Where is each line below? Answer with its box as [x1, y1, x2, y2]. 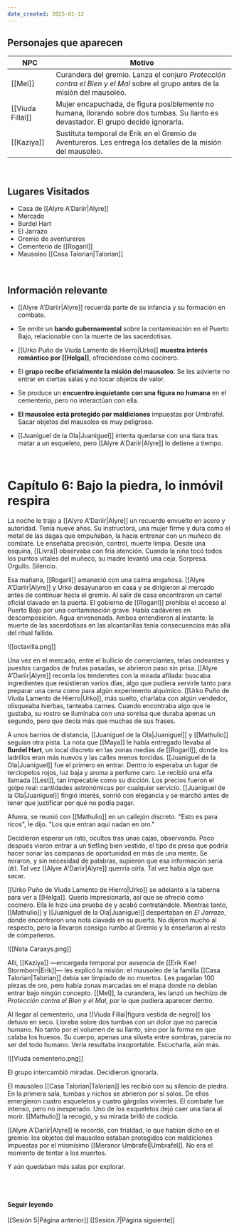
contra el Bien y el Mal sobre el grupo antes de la [55, 79, 219, 89]
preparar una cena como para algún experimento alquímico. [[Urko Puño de [7, 687, 230, 695]
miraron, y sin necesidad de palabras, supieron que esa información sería [7, 856, 223, 865]
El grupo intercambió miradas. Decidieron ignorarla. [7, 1068, 159, 1076]
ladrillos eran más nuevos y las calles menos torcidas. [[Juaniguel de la [7, 753, 216, 762]
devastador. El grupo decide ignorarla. [55, 117, 184, 127]
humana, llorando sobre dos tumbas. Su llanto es [55, 108, 219, 118]
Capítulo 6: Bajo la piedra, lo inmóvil [7, 478, 223, 494]
